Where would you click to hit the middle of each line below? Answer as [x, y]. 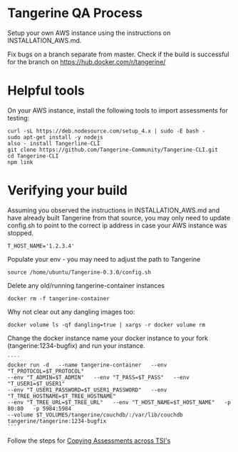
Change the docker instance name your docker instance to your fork [108, 338]
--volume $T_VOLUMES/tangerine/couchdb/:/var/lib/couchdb [95, 415]
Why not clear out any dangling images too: [71, 312]
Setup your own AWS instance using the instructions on [89, 33]
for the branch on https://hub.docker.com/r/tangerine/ [87, 61]
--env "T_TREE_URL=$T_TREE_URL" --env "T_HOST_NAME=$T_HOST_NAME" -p [119, 402]
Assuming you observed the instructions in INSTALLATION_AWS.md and [113, 210]
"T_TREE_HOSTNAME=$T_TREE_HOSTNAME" [62, 396]
